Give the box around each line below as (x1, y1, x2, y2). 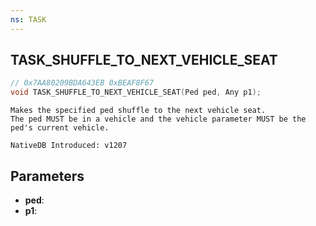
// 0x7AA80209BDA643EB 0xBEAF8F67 (10, 78, 155, 88)
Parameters (10, 167, 85, 185)
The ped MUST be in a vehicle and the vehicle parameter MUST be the (10, 114, 307, 125)
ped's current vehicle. (10, 123, 110, 133)
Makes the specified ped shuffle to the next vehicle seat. (10, 106, 267, 116)
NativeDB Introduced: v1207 (10, 141, 128, 151)
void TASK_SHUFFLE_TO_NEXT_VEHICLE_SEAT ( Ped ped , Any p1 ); (10, 87, 262, 98)
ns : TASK (10, 14, 47, 25)
